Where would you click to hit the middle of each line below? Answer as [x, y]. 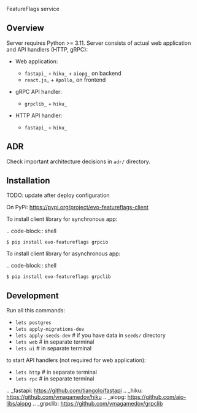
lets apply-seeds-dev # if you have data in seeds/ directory [90, 335]
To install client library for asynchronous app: [64, 253]
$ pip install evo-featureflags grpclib [59, 277]
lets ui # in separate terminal [53, 349]
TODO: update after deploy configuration [58, 195]
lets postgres [33, 323]
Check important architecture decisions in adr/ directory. [78, 161]
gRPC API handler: [39, 91]
